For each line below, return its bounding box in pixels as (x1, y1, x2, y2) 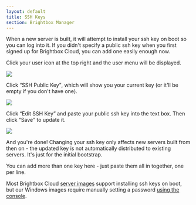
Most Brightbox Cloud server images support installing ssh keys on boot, (6, 180, 182, 187)
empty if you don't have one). (6, 88, 77, 95)
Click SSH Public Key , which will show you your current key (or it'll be (6, 81, 179, 88)
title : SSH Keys (6, 14, 46, 20)
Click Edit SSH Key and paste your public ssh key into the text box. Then (6, 110, 185, 117)
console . (6, 193, 28, 200)
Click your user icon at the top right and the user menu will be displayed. (6, 59, 182, 66)
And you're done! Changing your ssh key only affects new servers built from (6, 139, 191, 146)
